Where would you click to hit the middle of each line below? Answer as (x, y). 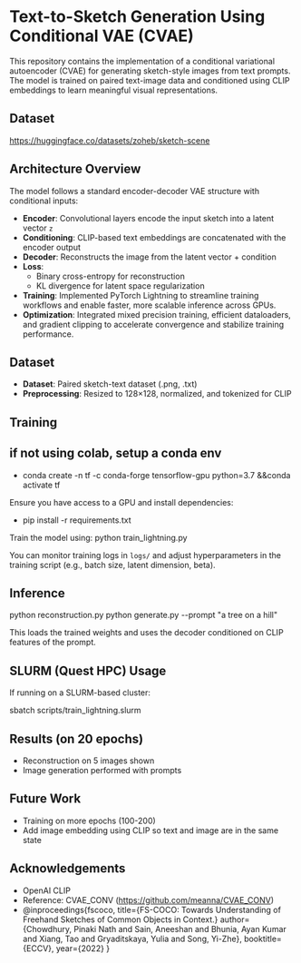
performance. (48, 334)
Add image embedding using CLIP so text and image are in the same (150, 830)
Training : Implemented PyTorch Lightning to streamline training (141, 295)
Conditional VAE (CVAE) (102, 36)
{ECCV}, (38, 948)
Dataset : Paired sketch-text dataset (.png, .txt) (110, 384)
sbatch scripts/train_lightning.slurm (76, 711)
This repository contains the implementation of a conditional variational (142, 61)
